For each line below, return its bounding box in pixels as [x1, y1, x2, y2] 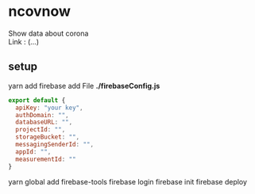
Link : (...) [8, 36, 40, 46]
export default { [8, 96, 66, 105]
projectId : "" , [15, 126, 66, 134]
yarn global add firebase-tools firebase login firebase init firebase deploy [8, 177, 248, 186]
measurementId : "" [15, 155, 77, 163]
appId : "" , [15, 147, 52, 156]
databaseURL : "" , [15, 118, 73, 127]
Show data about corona [8, 29, 89, 38]
